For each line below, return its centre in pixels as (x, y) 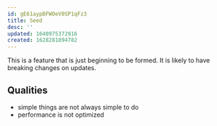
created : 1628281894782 (43, 40)
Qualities (28, 90)
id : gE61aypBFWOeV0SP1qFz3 (47, 14)
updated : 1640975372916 (43, 34)
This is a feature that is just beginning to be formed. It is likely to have (109, 60)
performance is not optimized (61, 115)
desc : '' (20, 27)
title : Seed (25, 21)
